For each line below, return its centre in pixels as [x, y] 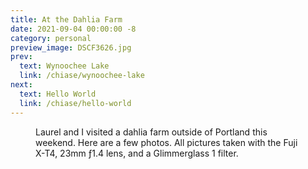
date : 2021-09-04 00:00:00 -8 [73, 29]
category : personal [51, 38]
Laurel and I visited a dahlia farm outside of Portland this [151, 132]
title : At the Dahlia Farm [66, 19]
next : [21, 85]
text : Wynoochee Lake [64, 66]
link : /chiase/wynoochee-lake [82, 76]
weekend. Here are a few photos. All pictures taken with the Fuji [166, 142]
